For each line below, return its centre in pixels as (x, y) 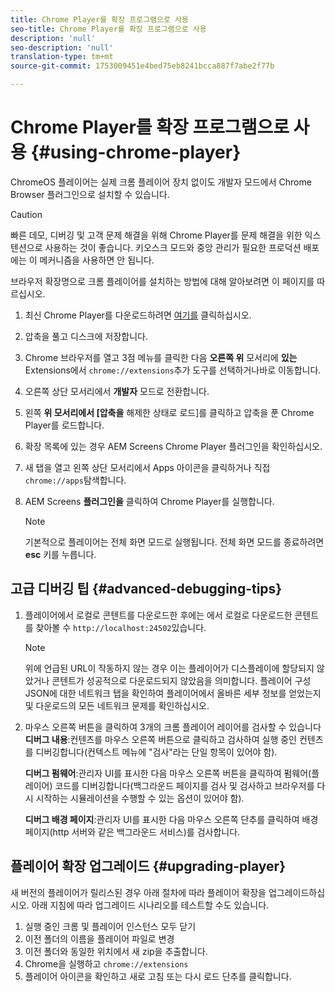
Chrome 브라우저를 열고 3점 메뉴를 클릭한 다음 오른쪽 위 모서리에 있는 (161, 357)
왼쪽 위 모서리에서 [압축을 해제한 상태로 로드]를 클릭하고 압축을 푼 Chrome (169, 412)
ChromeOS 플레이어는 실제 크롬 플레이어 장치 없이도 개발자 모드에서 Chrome (161, 182)
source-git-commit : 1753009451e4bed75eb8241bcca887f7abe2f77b (142, 66)
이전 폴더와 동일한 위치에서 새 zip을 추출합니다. (116, 951)
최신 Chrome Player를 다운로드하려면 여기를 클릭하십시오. (138, 315)
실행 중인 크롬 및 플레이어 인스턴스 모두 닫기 (110, 926)
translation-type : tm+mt (62, 57)
